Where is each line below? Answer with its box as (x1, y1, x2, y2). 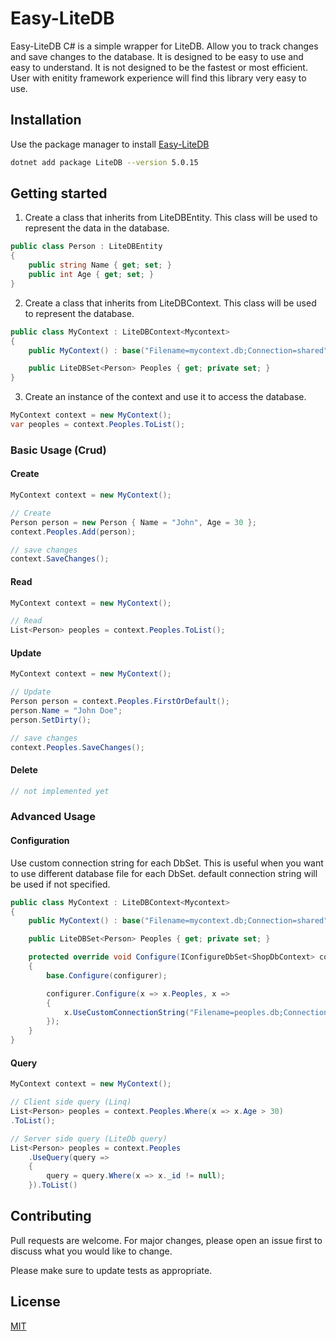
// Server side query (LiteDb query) (10, 1133, 168, 1144)
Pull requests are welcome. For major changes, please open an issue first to (10, 1234, 323, 1246)
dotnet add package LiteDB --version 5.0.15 (10, 157, 199, 167)
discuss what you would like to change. (10, 1245, 173, 1257)
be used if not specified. (10, 878, 111, 890)
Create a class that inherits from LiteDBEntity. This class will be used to (24, 212, 318, 224)
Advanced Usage (10, 810, 96, 824)
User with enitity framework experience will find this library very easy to (10, 72, 307, 84)
